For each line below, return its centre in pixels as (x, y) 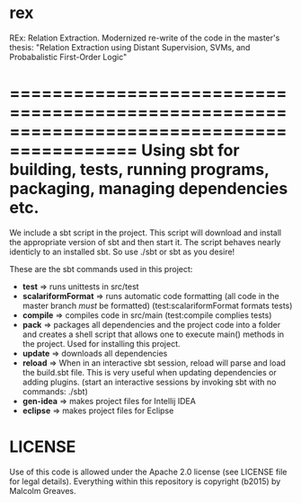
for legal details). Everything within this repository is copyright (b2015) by (145, 481)
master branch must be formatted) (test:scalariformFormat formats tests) (157, 305)
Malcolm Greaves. (43, 490)
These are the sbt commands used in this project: (101, 269)
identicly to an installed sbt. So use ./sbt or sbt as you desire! (122, 251)
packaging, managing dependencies (149, 189)
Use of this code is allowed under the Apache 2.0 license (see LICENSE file (148, 472)
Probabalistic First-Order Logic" (68, 57)
